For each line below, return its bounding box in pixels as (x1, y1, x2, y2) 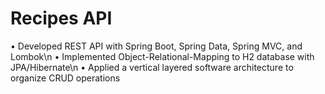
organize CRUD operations (10, 72, 121, 84)
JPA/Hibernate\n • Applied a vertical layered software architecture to (10, 61, 294, 73)
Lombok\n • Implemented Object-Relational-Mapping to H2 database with (10, 50, 315, 62)
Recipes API (10, 7, 113, 30)
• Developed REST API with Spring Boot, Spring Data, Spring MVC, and (10, 40, 303, 52)
